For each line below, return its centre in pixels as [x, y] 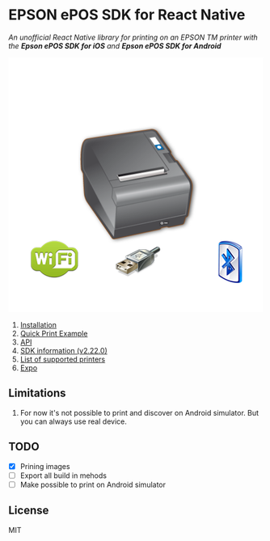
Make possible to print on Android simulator [93, 484]
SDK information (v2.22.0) [63, 350]
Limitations [37, 393]
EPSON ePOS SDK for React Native [127, 15]
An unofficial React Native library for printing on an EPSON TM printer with [133, 37]
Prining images [45, 466]
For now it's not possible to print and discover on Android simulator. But [139, 412]
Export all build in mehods [63, 475]
